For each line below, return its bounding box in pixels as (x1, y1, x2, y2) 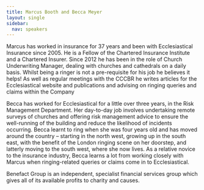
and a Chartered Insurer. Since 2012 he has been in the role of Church (6, 56, 183, 63)
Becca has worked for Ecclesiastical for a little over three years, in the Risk (6, 100, 194, 108)
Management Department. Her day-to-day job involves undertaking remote (6, 106, 195, 114)
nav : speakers (12, 26, 48, 32)
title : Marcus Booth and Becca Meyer (6, 9, 103, 15)
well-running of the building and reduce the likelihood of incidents (6, 120, 172, 127)
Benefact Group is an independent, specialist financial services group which (6, 170, 199, 178)
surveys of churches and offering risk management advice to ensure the (6, 113, 188, 120)
